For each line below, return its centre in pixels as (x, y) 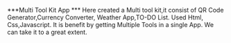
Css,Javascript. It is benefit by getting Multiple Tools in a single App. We (110, 25)
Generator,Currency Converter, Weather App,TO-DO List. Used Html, (105, 17)
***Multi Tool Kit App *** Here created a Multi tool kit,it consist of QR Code (115, 10)
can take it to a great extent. (48, 32)
